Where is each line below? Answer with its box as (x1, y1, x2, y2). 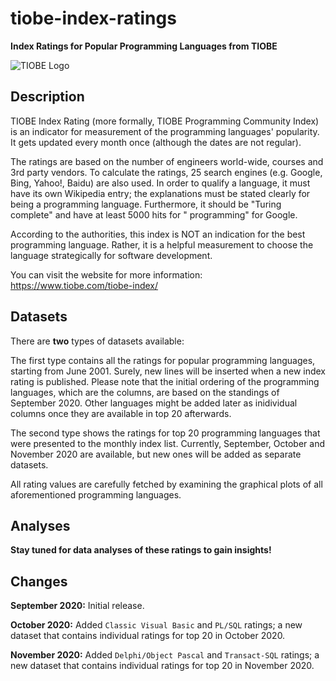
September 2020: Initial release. (10, 600, 145, 612)
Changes (10, 573, 68, 590)
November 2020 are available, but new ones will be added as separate (10, 448, 302, 460)
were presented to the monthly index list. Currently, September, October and (10, 437, 325, 449)
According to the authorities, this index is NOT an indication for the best (10, 228, 306, 240)
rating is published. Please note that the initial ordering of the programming (10, 375, 320, 387)
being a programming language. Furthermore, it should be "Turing (10, 198, 282, 210)
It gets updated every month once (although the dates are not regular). (10, 136, 302, 148)
